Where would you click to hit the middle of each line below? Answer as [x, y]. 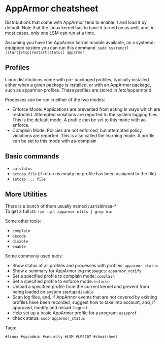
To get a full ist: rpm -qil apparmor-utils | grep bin [59, 211]
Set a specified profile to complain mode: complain [63, 276]
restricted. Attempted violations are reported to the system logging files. [85, 114]
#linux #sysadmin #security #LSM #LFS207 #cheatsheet [62, 337]
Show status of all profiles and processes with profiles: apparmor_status [85, 266]
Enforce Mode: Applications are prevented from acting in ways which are [86, 109]
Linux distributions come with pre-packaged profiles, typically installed [77, 79]
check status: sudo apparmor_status [49, 318]
